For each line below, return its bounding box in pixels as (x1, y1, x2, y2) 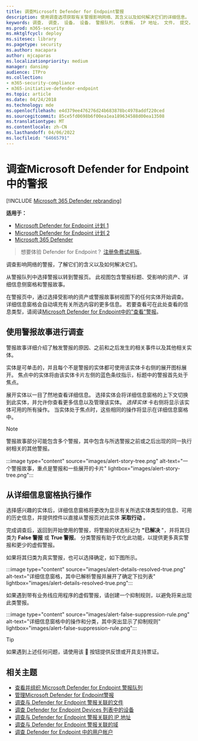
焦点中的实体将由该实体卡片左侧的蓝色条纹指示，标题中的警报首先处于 (17, 371, 189, 378)
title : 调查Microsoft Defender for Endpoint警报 (6, 8, 124, 15)
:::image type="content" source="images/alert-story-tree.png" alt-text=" (6, 457, 183, 464)
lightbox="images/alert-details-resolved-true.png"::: (6, 580, 133, 587)
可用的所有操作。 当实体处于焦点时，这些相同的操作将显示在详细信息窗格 (11, 406, 189, 413)
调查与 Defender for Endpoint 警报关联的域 (14, 721, 118, 728)
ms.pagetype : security (6, 42, 62, 48)
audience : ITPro (6, 69, 46, 75)
